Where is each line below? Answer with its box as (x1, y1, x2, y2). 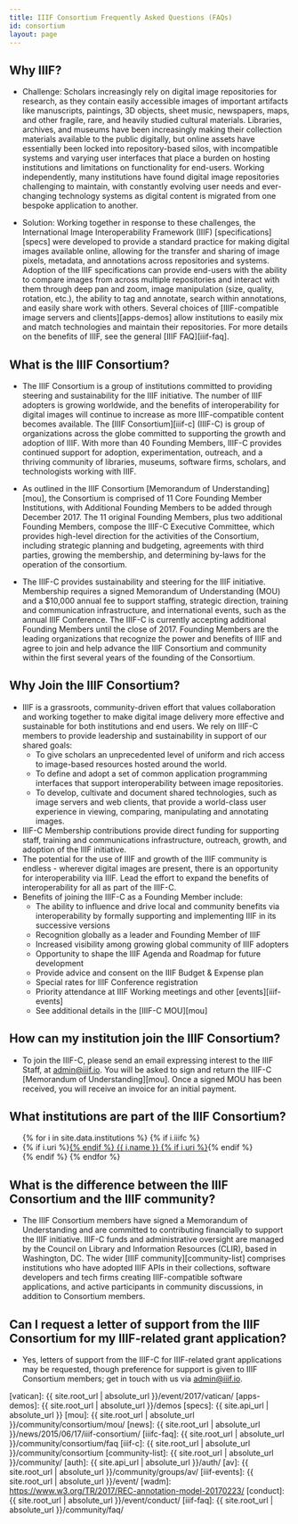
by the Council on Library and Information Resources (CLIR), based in (21, 1244, 278, 1255)
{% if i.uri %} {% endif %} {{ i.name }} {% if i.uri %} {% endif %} (21, 1142, 254, 1153)
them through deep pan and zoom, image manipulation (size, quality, (21, 284, 274, 294)
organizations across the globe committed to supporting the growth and (21, 428, 286, 438)
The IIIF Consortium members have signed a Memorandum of (21, 1215, 248, 1226)
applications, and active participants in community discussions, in (21, 1281, 264, 1292)
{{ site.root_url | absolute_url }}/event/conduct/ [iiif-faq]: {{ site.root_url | (9, 1495, 274, 1506)
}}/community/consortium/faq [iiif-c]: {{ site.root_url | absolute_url (9, 1438, 251, 1449)
